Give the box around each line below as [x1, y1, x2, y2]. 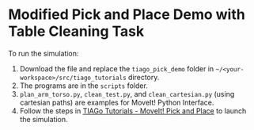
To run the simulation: [8, 48, 79, 58]
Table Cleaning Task [8, 22, 145, 40]
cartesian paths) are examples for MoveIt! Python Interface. [19, 97, 214, 107]
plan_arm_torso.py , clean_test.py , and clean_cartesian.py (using [19, 89, 235, 98]
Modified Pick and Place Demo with [8, 6, 245, 24]
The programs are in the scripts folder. [19, 81, 148, 90]
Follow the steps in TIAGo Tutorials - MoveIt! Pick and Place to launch [19, 105, 247, 116]
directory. [127, 72, 160, 82]
